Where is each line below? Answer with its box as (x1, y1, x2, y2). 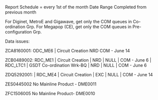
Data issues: (5, 38, 30, 44)
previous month (5, 9, 36, 15)
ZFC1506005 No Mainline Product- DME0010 (5, 91, 96, 96)
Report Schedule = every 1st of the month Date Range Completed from (5, 4, 147, 10)
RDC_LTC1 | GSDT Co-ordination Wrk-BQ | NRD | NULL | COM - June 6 (5, 63, 147, 68)
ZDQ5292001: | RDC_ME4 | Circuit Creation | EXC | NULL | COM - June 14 (5, 72, 153, 77)
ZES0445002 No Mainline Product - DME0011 (5, 81, 97, 87)
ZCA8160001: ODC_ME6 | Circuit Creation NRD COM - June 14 (5, 48, 130, 53)
